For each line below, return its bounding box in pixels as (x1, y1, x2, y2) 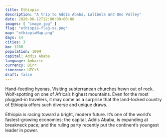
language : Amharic (5, 58, 43, 63)
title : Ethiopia (5, 7, 39, 12)
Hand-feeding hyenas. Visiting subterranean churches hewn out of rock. (5, 86, 154, 92)
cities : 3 (5, 40, 26, 45)
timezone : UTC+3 (5, 68, 39, 73)
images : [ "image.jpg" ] (5, 21, 57, 26)
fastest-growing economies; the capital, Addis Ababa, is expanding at (5, 117, 149, 123)
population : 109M (5, 49, 41, 54)
